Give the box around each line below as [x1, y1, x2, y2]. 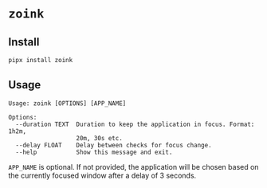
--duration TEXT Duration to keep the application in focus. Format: [15, 120, 255, 128]
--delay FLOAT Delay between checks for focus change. [15, 141, 213, 149]
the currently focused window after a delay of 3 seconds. [8, 170, 197, 180]
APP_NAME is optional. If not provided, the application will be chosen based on [8, 162, 259, 171]
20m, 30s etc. [76, 134, 124, 142]
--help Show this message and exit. [15, 148, 173, 156]
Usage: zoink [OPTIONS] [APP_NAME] [8, 99, 127, 108]
